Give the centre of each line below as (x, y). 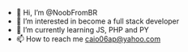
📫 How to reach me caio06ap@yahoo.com (88, 39)
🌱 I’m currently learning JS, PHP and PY (83, 30)
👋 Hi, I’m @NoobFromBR (57, 13)
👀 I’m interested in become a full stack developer (98, 21)
